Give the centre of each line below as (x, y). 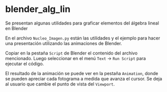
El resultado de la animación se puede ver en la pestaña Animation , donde (82, 73)
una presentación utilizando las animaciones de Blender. (64, 43)
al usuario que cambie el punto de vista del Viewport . (60, 84)
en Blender (17, 28)
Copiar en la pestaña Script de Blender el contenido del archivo (71, 53)
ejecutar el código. (25, 63)
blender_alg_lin (38, 9)
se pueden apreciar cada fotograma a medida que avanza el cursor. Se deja (84, 78)
